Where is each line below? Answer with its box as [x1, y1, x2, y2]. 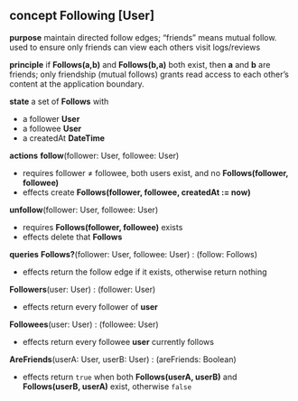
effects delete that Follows [22, 231, 123, 242]
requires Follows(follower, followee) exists [22, 221, 183, 232]
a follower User [22, 113, 80, 124]
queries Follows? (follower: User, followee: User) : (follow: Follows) [9, 248, 258, 259]
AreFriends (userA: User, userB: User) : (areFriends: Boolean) [9, 353, 237, 365]
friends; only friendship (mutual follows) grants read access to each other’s [9, 69, 289, 79]
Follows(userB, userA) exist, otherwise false [22, 380, 192, 392]
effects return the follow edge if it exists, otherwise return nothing [22, 266, 268, 277]
